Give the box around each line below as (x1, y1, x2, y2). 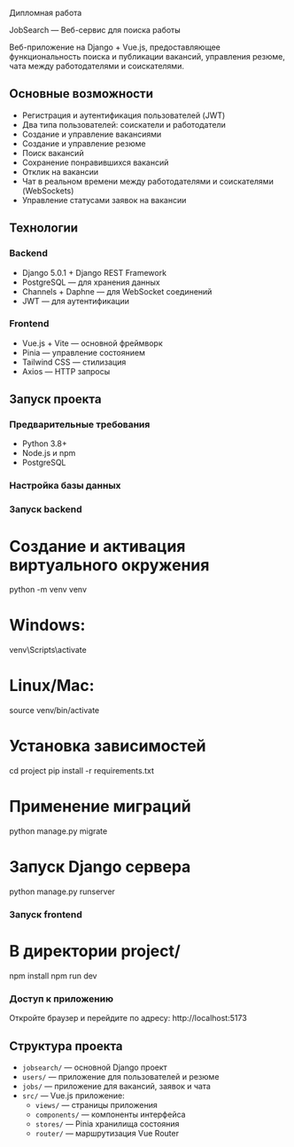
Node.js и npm (21, 448, 76, 459)
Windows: (9, 616, 86, 635)
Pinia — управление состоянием (21, 347, 146, 357)
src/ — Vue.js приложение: (21, 1090, 126, 1101)
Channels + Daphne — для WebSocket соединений (21, 286, 213, 296)
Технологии (9, 221, 78, 236)
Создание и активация (9, 536, 186, 556)
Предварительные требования (9, 419, 151, 431)
